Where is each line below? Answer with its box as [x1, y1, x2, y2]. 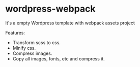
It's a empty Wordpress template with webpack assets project [5, 20, 135, 26]
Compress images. [12, 50, 52, 56]
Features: [5, 29, 25, 36]
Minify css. [12, 45, 36, 51]
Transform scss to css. [12, 39, 61, 46]
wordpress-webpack [5, 3, 96, 15]
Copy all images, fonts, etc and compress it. [12, 55, 105, 61]
